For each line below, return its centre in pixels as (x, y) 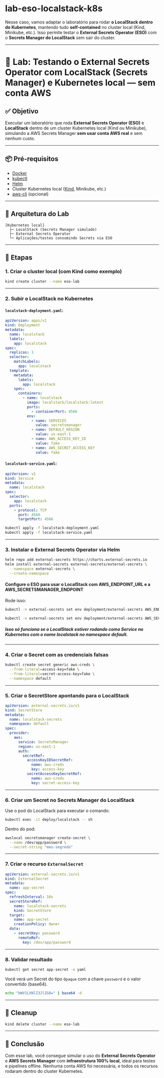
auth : (23, 751)
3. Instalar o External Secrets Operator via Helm (62, 550)
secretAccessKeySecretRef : (54, 774)
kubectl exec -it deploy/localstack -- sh (49, 819)
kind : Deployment (23, 325)
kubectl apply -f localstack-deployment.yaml (52, 528)
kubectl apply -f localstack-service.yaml (49, 533)
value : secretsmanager (59, 425)
